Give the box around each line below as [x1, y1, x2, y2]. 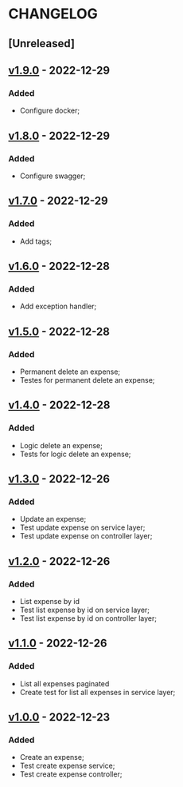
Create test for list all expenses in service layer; [19, 687, 176, 697]
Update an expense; [19, 515, 87, 524]
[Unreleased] [8, 37, 76, 50]
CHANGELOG [8, 5, 98, 23]
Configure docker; [19, 105, 80, 116]
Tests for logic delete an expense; [19, 449, 131, 459]
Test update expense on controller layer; [19, 531, 153, 541]
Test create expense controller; [19, 769, 123, 779]
